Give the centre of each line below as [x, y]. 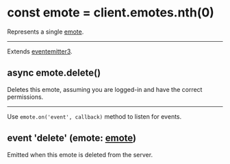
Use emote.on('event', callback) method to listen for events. [94, 116]
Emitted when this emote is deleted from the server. [80, 154]
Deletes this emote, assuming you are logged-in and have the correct [105, 89]
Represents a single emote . [46, 32]
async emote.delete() [54, 73]
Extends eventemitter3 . [40, 51]
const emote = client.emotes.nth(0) [111, 13]
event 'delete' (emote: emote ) [72, 138]
